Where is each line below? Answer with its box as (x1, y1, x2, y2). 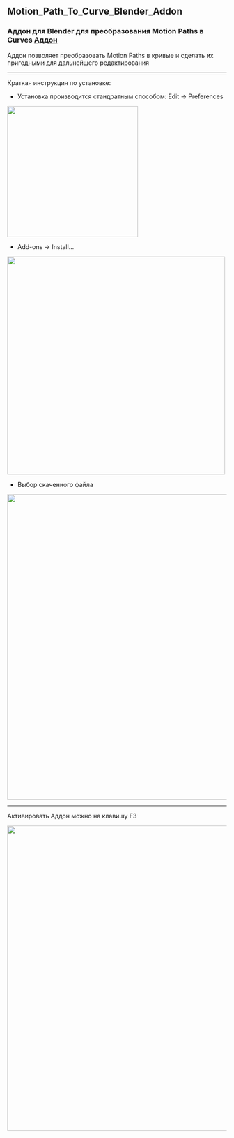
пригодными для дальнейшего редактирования (7, 59, 150, 67)
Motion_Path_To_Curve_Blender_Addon (7, 6, 183, 17)
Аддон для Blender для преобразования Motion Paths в (7, 27, 204, 36)
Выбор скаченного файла (17, 480, 94, 488)
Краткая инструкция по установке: (7, 78, 111, 87)
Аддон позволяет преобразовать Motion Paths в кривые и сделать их (7, 51, 214, 59)
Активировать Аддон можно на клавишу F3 (7, 811, 137, 820)
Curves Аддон (7, 35, 58, 45)
